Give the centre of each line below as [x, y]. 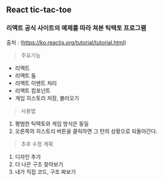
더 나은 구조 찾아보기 [39, 164]
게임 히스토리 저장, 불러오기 [47, 98]
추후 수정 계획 [37, 144]
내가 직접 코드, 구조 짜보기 [45, 171]
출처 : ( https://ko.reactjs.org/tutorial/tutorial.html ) [67, 42]
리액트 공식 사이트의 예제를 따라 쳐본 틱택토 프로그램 [76, 28]
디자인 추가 [28, 156]
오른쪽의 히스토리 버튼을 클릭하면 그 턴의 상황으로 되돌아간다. [86, 131]
